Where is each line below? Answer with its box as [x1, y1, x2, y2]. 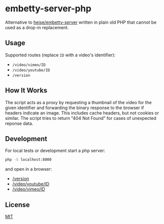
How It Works [5, 86, 48, 95]
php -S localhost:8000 [5, 157, 52, 162]
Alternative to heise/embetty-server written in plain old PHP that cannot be [5, 19, 157, 25]
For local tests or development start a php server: [5, 148, 105, 153]
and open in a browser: [5, 166, 52, 172]
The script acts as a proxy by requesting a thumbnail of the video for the [5, 99, 152, 105]
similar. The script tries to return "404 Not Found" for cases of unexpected [5, 115, 157, 121]
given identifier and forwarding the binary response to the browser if [5, 105, 144, 111]
